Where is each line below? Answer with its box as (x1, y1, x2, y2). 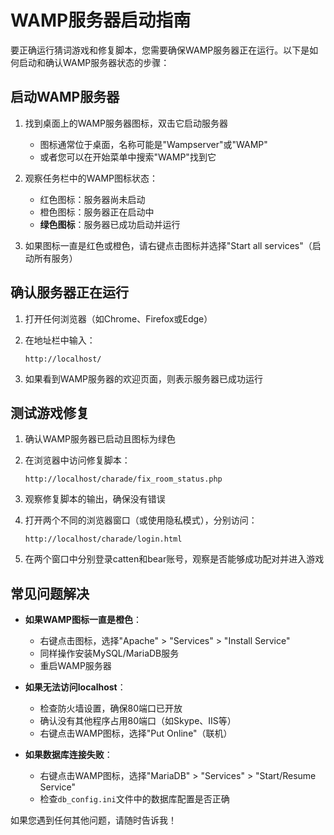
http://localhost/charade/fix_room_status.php (24, 474, 223, 485)
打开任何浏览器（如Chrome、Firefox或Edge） (24, 312, 213, 325)
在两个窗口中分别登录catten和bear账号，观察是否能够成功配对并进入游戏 (24, 553, 325, 565)
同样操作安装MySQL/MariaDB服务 (39, 647, 180, 660)
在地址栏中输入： (24, 334, 96, 346)
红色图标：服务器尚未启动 (39, 193, 146, 205)
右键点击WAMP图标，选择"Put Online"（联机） (39, 727, 233, 740)
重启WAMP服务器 (39, 660, 112, 672)
